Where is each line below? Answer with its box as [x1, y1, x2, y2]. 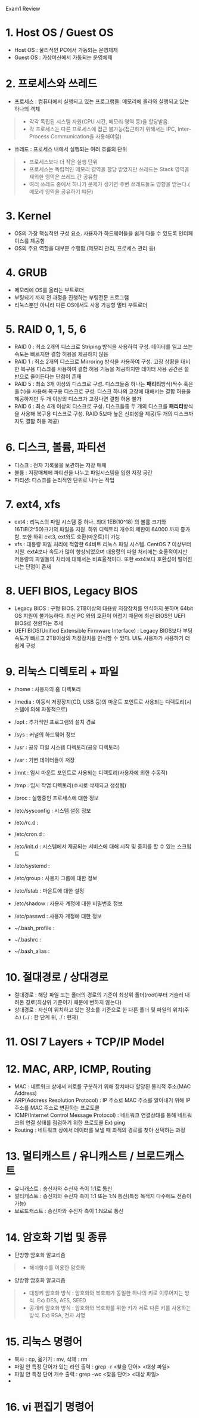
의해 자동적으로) [30, 706, 68, 713]
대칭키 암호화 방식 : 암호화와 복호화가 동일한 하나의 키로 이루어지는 [29, 1289, 184, 1296]
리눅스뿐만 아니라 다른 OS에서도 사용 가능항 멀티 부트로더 [14, 301, 148, 308]
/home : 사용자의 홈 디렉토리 [14, 686, 81, 693]
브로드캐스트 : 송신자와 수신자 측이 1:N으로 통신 [14, 1208, 124, 1215]
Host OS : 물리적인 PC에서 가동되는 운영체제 [14, 46, 119, 53]
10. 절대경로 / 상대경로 [5, 970, 108, 984]
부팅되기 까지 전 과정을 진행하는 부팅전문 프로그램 [14, 293, 129, 301]
